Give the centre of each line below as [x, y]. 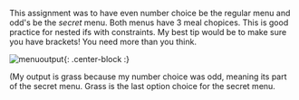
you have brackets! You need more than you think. [103, 41]
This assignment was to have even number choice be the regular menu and [150, 13]
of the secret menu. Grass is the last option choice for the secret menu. [143, 86]
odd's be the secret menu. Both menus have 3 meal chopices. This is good [149, 23]
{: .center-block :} [96, 59]
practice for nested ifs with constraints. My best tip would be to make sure [148, 32]
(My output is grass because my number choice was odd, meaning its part [148, 77]
